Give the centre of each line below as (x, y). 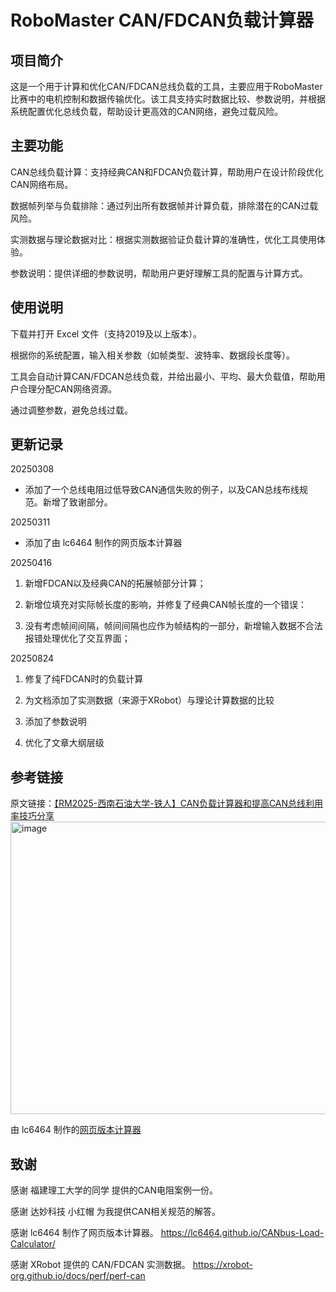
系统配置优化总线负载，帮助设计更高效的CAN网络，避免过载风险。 (147, 111)
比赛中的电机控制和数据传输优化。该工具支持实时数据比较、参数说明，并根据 (168, 99)
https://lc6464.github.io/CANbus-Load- (242, 1233)
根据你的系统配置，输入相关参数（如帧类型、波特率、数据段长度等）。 (152, 355)
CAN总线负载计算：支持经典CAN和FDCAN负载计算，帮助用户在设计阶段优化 (167, 172)
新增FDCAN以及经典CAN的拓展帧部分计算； (115, 583)
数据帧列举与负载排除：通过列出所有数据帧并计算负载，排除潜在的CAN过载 (164, 205)
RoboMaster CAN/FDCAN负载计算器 (162, 20)
